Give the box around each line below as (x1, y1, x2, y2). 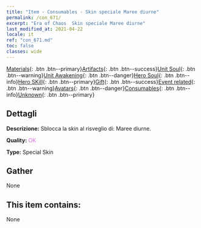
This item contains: (6, 199, 81, 210)
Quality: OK (6, 136, 37, 143)
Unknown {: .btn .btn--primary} (18, 91, 95, 98)
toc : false (6, 43, 34, 49)
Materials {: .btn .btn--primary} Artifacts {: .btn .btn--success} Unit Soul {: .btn (6, 65, 196, 72)
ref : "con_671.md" (6, 37, 53, 43)
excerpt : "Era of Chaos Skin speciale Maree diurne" (6, 20, 146, 26)
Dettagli (6, 109, 37, 119)
